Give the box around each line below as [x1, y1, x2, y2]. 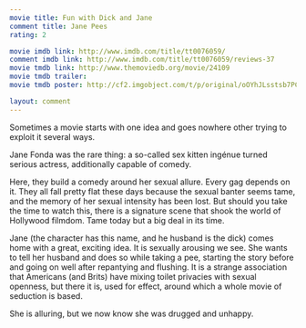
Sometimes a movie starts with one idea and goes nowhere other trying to [9, 122, 287, 133]
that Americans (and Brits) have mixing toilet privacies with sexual [9, 271, 257, 282]
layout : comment [9, 96, 71, 105]
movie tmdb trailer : [9, 72, 88, 82]
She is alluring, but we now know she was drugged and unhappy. [9, 308, 254, 319]
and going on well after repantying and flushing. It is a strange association [9, 261, 288, 273]
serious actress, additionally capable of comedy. [9, 158, 192, 169]
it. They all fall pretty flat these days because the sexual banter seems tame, [9, 185, 296, 196]
